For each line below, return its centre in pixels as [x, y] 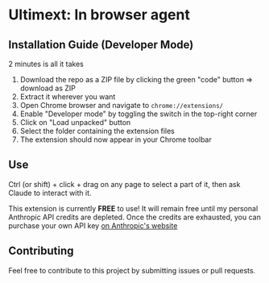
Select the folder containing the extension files [97, 131]
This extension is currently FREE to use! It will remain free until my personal [133, 208]
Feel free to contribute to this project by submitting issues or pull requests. [132, 270]
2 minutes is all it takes [46, 64]
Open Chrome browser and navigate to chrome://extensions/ [122, 105]
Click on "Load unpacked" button [75, 122]
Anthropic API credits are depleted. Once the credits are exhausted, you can [135, 217]
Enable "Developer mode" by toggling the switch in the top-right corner [139, 114]
